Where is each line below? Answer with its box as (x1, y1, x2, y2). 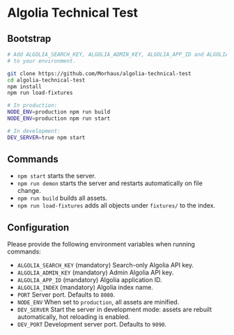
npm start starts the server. (17, 172, 96, 180)
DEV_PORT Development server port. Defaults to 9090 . (17, 320, 167, 329)
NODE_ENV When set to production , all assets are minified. (17, 298, 180, 306)
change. (17, 187, 41, 195)
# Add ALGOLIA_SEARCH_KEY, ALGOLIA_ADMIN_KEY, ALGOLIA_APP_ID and (7, 51, 204, 58)
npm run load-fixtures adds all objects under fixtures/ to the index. (17, 201, 216, 210)
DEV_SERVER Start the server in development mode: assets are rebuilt (17, 305, 212, 314)
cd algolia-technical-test (7, 77, 86, 84)
